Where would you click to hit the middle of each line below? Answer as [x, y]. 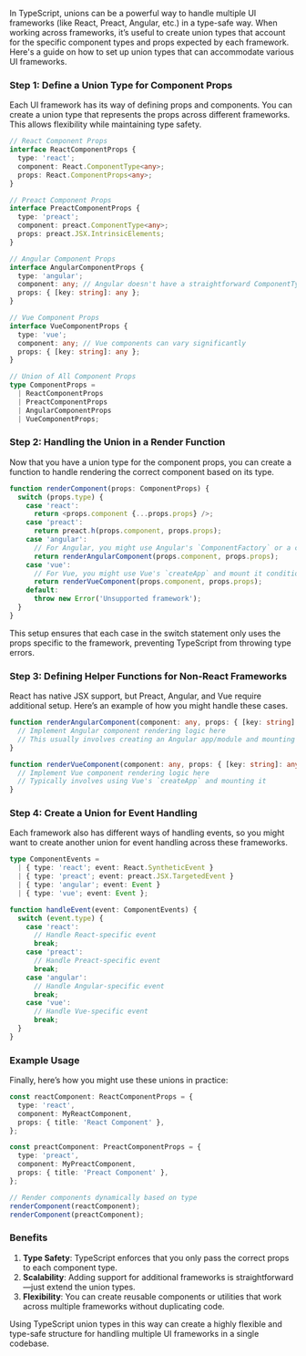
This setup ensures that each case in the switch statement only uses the [145, 633]
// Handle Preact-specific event [97, 961]
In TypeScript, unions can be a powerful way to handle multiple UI [133, 13]
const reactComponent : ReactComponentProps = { [102, 1097]
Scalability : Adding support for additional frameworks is [128, 1277]
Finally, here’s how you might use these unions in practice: [119, 1081]
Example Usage [45, 1060]
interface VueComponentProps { [69, 326]
